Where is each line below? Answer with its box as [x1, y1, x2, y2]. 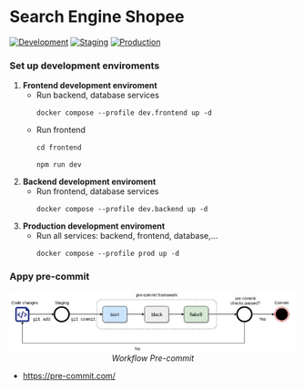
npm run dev [35, 160, 82, 169]
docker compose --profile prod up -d [35, 249, 180, 259]
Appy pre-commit [9, 271, 90, 283]
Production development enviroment [22, 221, 166, 231]
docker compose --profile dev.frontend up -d [35, 108, 212, 118]
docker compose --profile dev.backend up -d [35, 205, 208, 214]
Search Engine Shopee [9, 6, 185, 27]
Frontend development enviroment [22, 80, 157, 91]
